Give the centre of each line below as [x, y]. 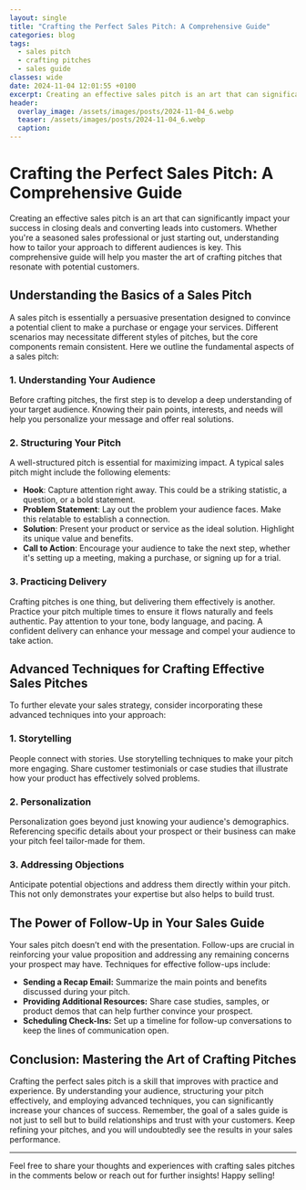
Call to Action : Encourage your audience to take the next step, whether [156, 548]
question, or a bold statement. [79, 500]
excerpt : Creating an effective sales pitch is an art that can [134, 94]
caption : [34, 129]
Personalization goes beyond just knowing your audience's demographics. [149, 822]
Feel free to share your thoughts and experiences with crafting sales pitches [153, 1165]
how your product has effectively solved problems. [105, 778]
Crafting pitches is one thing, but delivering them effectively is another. [143, 601]
